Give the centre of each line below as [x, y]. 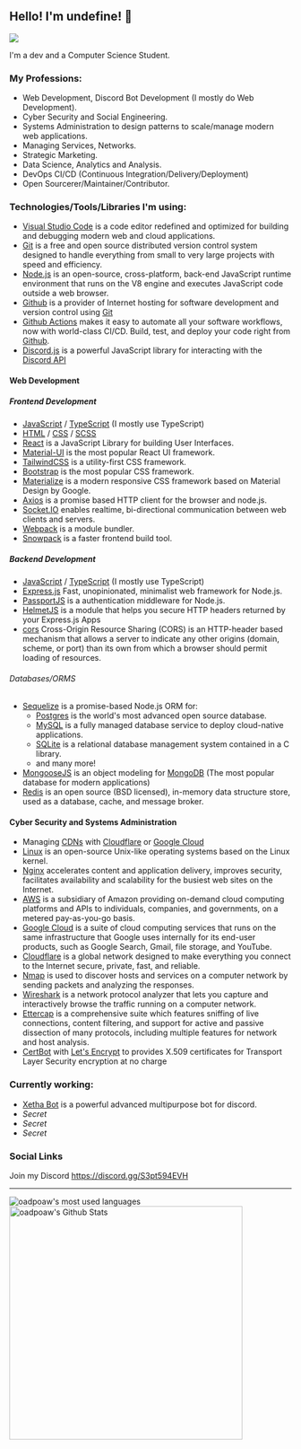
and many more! [66, 763]
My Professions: [46, 78]
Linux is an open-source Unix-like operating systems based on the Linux [156, 852]
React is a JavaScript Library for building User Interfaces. [128, 443]
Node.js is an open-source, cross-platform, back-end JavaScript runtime [157, 274]
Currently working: [52, 1085]
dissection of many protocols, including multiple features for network [150, 1032]
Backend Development [52, 558]
